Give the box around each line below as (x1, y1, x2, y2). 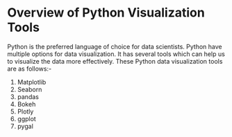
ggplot (17, 114, 36, 122)
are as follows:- (7, 64, 52, 73)
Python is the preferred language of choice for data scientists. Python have (7, 42, 222, 51)
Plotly (17, 107, 34, 116)
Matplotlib (17, 77, 47, 86)
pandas (17, 92, 40, 101)
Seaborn (17, 85, 42, 93)
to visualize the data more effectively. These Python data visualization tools (7, 57, 223, 65)
